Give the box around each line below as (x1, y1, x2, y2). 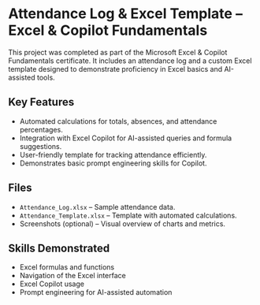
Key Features (8, 95, 75, 109)
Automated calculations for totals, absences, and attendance (19, 116, 217, 126)
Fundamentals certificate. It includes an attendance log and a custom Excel (8, 56, 252, 65)
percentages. (19, 125, 63, 134)
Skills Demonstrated (8, 241, 110, 255)
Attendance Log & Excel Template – (8, 5, 243, 23)
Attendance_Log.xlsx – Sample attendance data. (19, 202, 176, 211)
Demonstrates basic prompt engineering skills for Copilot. (19, 158, 207, 168)
